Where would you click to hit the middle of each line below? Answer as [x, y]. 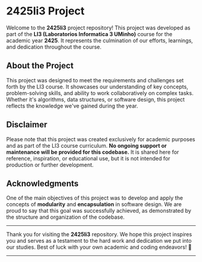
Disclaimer [27, 125]
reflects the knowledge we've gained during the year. [72, 106]
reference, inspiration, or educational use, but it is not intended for [88, 158]
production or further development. [50, 165]
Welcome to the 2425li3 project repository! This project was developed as [98, 28]
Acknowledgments [43, 184]
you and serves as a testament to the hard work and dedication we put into [99, 241]
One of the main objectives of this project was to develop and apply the [95, 198]
